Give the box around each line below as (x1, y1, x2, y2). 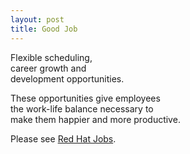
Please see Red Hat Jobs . (10, 132, 117, 145)
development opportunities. (10, 72, 125, 85)
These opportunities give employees (10, 92, 161, 104)
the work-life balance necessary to (10, 102, 154, 115)
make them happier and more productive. (10, 113, 181, 125)
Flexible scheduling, (10, 51, 93, 63)
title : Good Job (10, 24, 78, 34)
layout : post (10, 14, 65, 25)
